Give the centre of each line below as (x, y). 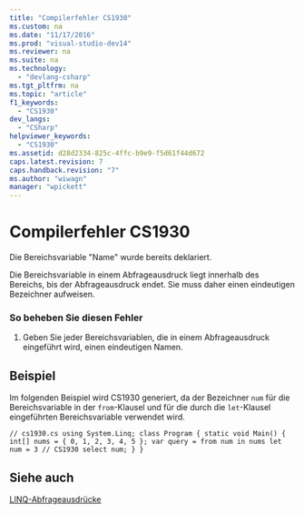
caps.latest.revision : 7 (56, 161)
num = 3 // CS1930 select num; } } (77, 450)
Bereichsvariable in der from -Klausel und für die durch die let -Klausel (140, 408)
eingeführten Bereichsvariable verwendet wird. (98, 417)
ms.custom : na (36, 26)
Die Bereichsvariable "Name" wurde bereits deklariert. (111, 257)
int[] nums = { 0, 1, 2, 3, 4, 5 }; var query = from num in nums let (146, 442)
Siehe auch (42, 477)
